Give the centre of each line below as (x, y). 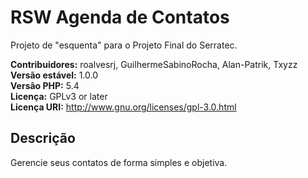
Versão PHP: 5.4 (45, 85)
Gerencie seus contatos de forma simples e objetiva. (119, 162)
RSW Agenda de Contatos (120, 17)
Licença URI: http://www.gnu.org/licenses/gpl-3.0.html (123, 107)
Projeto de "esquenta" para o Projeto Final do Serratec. (124, 45)
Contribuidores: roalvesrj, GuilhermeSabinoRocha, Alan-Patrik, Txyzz (154, 64)
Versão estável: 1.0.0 (54, 75)
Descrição (43, 138)
